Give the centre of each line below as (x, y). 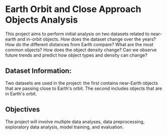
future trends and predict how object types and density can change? (76, 55)
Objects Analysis (41, 20)
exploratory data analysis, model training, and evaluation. (65, 127)
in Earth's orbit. (21, 93)
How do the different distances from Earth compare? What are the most (79, 44)
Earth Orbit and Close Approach (73, 9)
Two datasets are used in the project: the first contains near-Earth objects (82, 83)
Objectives (23, 110)
